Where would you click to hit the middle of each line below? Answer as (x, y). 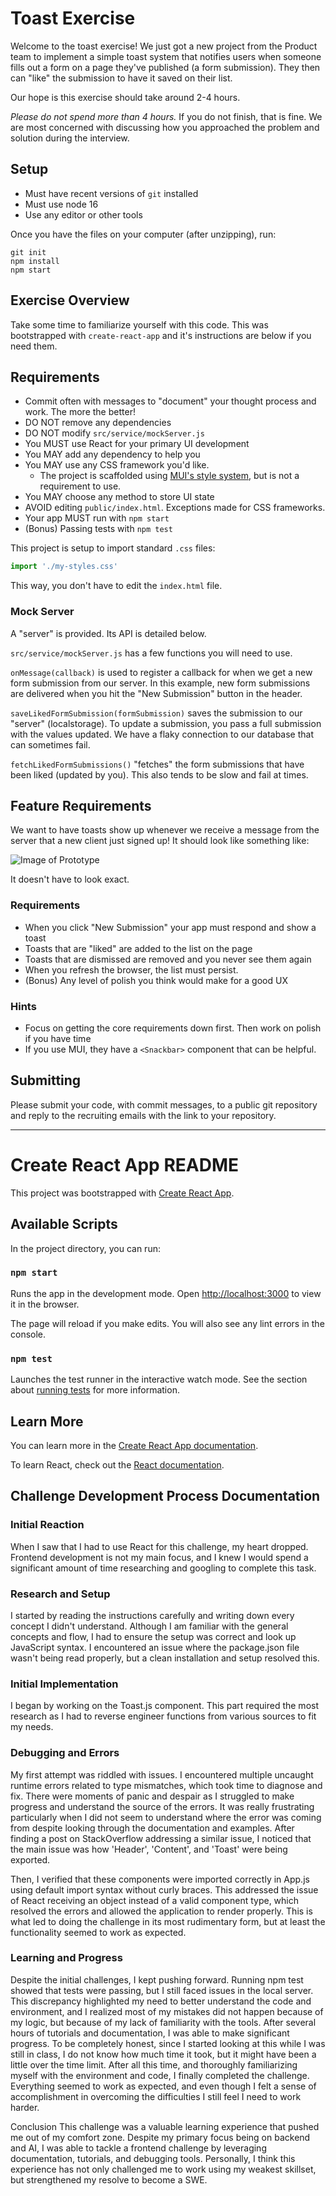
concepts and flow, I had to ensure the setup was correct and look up (153, 1636)
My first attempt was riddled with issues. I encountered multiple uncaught (162, 1774)
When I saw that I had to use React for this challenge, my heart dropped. (159, 1546)
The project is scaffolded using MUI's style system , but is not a (169, 476)
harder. (25, 2107)
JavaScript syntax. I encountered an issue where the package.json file (155, 1647)
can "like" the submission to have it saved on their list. (121, 78)
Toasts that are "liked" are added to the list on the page (138, 948)
